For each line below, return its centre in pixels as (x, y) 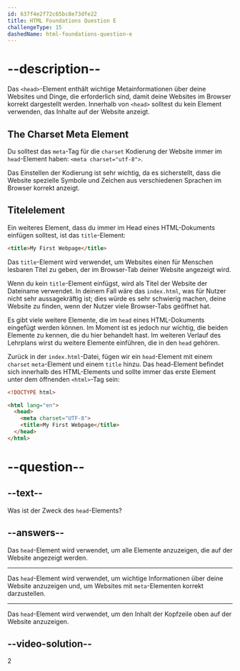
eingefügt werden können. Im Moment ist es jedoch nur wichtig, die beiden (118, 327)
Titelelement (36, 210)
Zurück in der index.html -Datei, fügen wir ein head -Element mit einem (110, 356)
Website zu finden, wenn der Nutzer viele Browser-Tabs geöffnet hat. (109, 306)
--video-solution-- (50, 644)
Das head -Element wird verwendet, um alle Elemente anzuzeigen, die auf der (120, 550)
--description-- (54, 69)
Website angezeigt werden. (47, 558)
